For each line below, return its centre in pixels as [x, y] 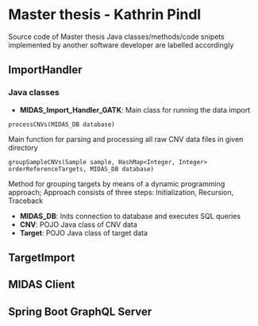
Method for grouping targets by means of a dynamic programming [117, 183]
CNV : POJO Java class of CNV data [78, 224]
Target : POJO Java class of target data [84, 232]
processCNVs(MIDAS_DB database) [62, 125]
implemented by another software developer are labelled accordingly [121, 44]
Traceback [26, 201]
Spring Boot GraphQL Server [80, 311]
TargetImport [42, 258]
